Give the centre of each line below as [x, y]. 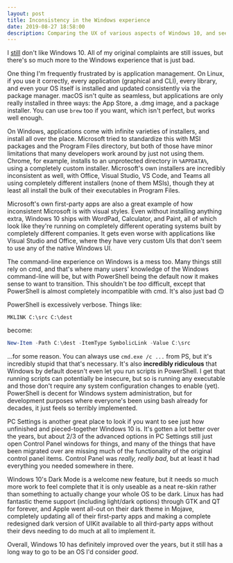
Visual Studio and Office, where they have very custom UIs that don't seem [114, 241]
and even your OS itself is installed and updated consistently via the [104, 88]
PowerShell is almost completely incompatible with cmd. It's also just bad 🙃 [116, 291]
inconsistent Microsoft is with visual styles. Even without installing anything [114, 211]
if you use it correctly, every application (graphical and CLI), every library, [112, 81]
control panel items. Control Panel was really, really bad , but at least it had [113, 459]
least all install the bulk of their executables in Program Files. [94, 190]
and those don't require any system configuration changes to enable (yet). [113, 386]
